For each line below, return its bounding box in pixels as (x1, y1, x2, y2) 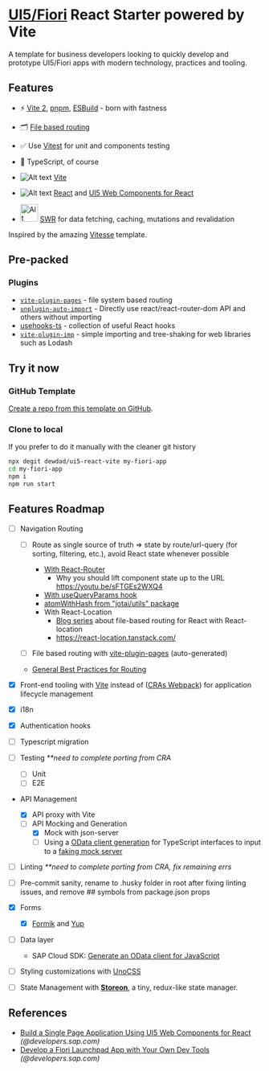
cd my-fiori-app (8, 465, 63, 474)
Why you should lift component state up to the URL (55, 572, 225, 582)
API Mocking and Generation (31, 819, 128, 829)
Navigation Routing (19, 523, 84, 533)
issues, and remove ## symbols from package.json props (19, 887, 210, 897)
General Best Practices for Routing (31, 664, 147, 674)
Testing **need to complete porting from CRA (19, 753, 171, 763)
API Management (19, 794, 78, 804)
